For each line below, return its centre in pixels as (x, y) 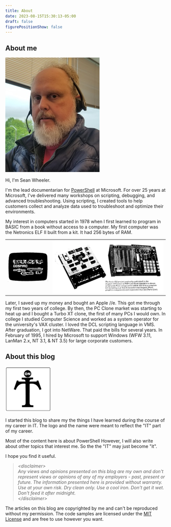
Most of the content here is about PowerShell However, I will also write (79, 441)
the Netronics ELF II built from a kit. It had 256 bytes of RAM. (69, 232)
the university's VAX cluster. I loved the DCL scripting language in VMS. (80, 325)
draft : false (19, 21)
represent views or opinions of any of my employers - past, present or (91, 477)
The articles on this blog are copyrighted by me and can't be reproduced (81, 508)
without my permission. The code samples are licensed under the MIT (79, 513)
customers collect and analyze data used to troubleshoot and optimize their (84, 207)
